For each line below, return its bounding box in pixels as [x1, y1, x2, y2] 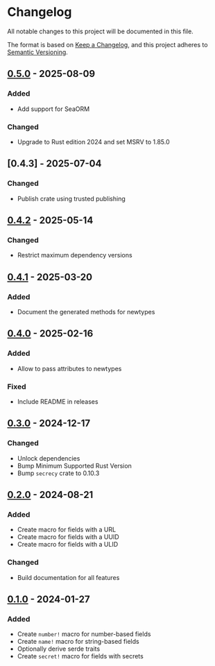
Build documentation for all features [17, 573, 120, 581]
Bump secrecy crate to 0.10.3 [17, 469, 100, 477]
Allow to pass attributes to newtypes [17, 364, 122, 373]
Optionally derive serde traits [17, 644, 101, 653]
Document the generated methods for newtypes [17, 307, 155, 316]
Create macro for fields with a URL [17, 525, 117, 534]
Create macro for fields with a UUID [17, 533, 119, 541]
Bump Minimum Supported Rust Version [17, 461, 132, 470]
